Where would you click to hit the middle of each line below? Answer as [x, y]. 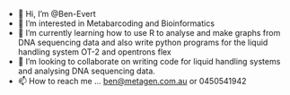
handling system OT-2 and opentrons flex [95, 52]
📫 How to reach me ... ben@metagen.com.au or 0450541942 [132, 81]
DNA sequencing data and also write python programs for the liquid [143, 42]
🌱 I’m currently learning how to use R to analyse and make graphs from [149, 33]
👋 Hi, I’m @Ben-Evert [57, 14]
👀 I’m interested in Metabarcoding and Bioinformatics [116, 23]
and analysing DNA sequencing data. [86, 71]
